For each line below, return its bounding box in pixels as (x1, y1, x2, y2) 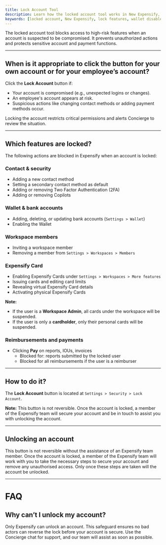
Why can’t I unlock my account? (5, 510, 106, 519)
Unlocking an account (5, 435, 74, 443)
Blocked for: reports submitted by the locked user (19, 353, 121, 359)
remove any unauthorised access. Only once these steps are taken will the (5, 464, 157, 470)
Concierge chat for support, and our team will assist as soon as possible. (5, 534, 154, 540)
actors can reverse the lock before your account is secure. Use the (5, 529, 141, 535)
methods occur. (12, 106, 44, 112)
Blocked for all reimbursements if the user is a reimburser (19, 358, 137, 364)
